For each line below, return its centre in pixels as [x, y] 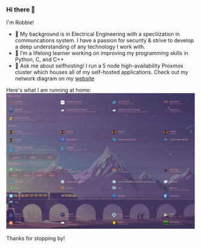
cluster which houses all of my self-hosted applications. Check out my [101, 72]
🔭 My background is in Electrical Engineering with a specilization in [97, 34]
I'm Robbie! [20, 23]
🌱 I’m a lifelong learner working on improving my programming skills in [101, 53]
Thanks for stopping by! [36, 238]
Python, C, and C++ [39, 60]
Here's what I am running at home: [49, 90]
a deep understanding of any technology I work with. [80, 47]
